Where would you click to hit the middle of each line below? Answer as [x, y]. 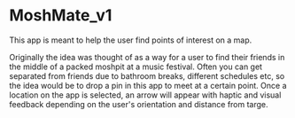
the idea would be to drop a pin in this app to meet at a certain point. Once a [148, 85]
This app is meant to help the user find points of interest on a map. [131, 40]
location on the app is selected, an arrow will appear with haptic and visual [145, 95]
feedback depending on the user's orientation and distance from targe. [139, 104]
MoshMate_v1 [61, 16]
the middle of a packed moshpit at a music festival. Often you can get [136, 67]
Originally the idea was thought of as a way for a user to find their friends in [147, 57]
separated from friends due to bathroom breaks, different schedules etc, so [147, 75]
